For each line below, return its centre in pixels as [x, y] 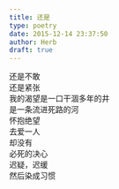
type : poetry [33, 26]
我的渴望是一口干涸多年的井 [59, 99]
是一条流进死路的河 [44, 110]
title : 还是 [30, 17]
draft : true [31, 50]
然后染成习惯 [32, 176]
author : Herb [33, 42]
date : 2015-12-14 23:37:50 [59, 34]
